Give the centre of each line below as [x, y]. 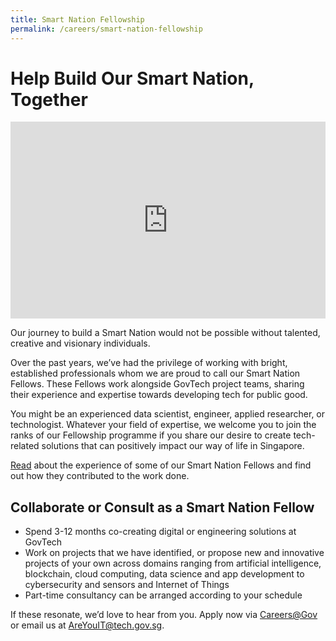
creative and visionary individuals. [80, 343]
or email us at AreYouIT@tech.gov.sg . [87, 625]
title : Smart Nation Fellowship [77, 19]
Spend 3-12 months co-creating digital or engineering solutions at [160, 532]
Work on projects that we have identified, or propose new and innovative [174, 553]
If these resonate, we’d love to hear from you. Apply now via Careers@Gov [164, 615]
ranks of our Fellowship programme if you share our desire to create [151, 435]
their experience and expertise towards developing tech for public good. [159, 395]
